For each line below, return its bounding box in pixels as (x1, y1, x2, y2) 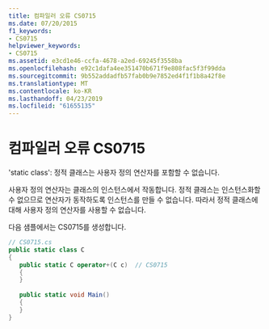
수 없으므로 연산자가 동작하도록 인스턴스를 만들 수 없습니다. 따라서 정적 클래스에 (8, 195, 258, 205)
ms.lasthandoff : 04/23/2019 (8, 95, 103, 103)
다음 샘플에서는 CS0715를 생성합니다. (8, 222, 127, 232)
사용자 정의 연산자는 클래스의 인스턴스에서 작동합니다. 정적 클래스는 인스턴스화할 (8, 185, 261, 195)
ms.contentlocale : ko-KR (8, 86, 92, 95)
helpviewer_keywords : (8, 42, 82, 50)
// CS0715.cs (8, 238, 53, 247)
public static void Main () (19, 291, 111, 299)
